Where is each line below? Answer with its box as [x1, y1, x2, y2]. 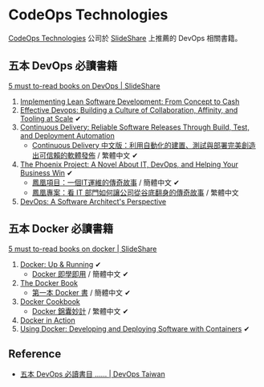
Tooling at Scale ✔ [19, 113, 82, 123]
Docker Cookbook [19, 296, 80, 307]
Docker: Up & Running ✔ [19, 259, 102, 269]
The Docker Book [19, 278, 79, 287]
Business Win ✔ [19, 167, 74, 178]
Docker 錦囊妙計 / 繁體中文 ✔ [31, 306, 129, 315]
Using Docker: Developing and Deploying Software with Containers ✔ [19, 323, 250, 333]
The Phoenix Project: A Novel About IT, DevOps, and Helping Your [19, 159, 239, 169]
